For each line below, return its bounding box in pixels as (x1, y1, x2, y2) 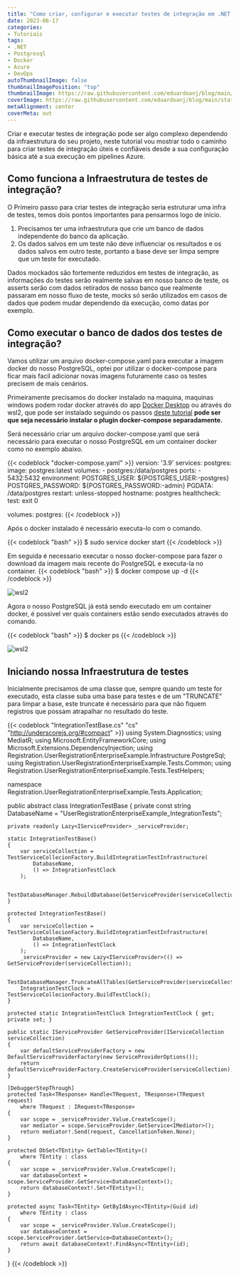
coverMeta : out (7, 110, 53, 117)
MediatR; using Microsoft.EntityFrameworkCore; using (7, 736, 166, 745)
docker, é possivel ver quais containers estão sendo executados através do (7, 610, 229, 618)
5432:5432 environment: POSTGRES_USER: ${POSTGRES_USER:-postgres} (7, 474, 230, 482)
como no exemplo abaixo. (7, 445, 83, 453)
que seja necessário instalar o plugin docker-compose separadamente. (7, 416, 223, 425)
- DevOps (7, 70, 33, 77)
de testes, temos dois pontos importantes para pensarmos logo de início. (7, 210, 222, 219)
